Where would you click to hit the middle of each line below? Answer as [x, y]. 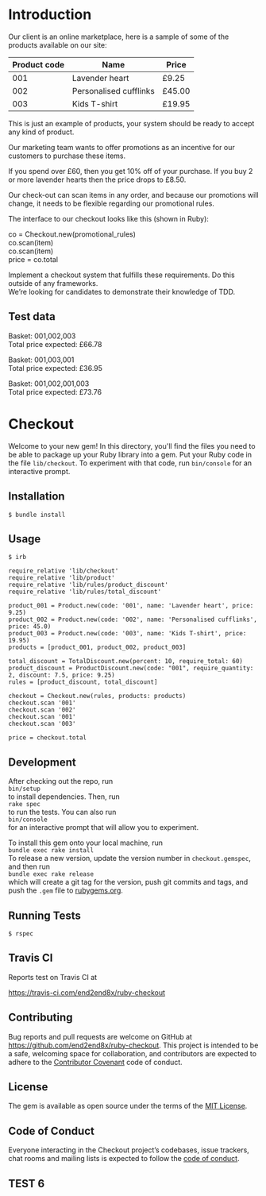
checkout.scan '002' [42, 710]
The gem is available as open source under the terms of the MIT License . [128, 1106]
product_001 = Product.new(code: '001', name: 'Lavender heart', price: [131, 606]
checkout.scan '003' [42, 724]
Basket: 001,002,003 [42, 336]
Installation [37, 497]
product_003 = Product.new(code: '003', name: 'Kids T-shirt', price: [127, 634]
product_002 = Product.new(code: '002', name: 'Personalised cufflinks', [133, 620]
